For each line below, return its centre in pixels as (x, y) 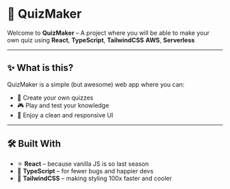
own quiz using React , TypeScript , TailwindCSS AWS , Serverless (101, 40)
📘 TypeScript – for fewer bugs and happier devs (85, 171)
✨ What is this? (40, 68)
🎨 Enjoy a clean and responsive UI (65, 115)
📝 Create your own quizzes (55, 98)
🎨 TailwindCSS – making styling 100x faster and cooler (94, 178)
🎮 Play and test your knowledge (63, 105)
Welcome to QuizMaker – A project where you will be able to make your (108, 33)
